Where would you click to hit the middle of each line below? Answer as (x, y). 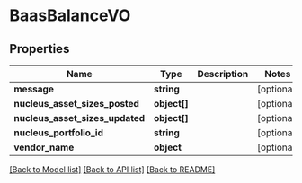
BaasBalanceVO (70, 16)
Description (223, 74)
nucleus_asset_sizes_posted (76, 104)
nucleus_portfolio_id (58, 133)
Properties (40, 49)
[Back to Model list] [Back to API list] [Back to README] (112, 170)
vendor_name (44, 147)
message (34, 89)
